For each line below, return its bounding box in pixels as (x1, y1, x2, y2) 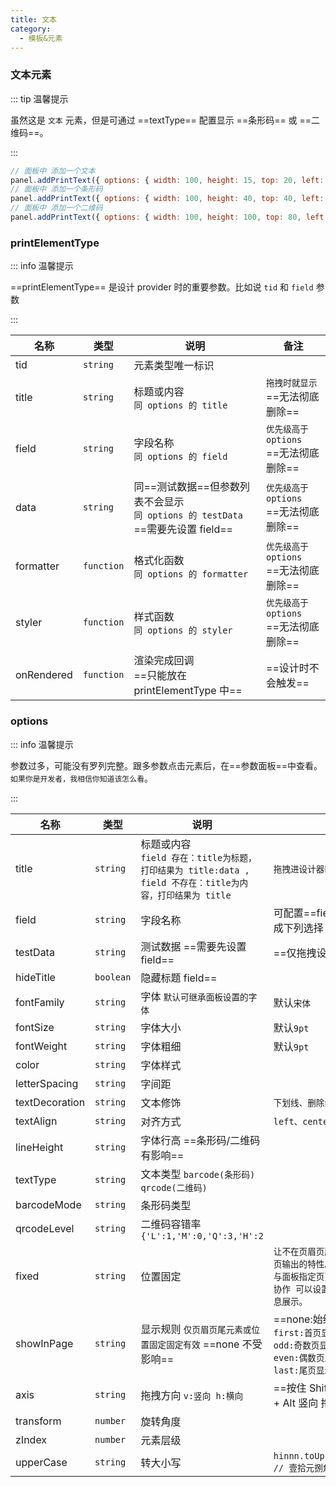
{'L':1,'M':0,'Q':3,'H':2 (140, 1230, 264, 1241)
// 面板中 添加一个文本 (10, 166, 96, 176)
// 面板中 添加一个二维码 (10, 203, 103, 213)
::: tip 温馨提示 (10, 92, 69, 105)
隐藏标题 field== (140, 971, 218, 985)
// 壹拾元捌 (273, 1462, 323, 1473)
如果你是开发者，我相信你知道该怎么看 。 (10, 772, 154, 784)
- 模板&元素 (19, 33, 63, 43)
